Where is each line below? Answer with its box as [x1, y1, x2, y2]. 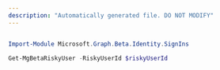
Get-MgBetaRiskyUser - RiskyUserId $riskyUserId [8, 54, 169, 62]
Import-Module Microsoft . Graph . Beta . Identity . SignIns [8, 40, 190, 48]
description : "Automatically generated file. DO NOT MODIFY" [8, 11, 214, 20]
